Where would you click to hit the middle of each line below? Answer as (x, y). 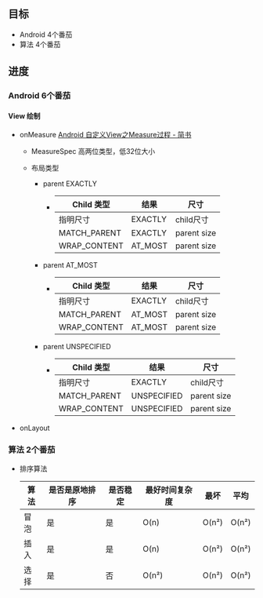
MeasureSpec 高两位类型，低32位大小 (93, 151)
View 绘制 (24, 115)
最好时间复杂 (169, 490)
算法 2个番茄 (32, 450)
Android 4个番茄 (46, 35)
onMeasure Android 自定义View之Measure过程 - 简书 (105, 135)
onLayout (34, 428)
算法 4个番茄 (40, 44)
